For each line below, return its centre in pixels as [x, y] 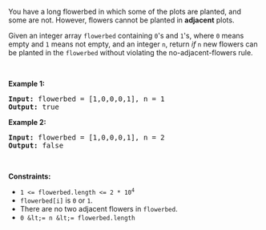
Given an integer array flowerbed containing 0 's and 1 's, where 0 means [126, 36]
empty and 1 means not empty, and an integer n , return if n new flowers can [133, 44]
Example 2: [27, 122]
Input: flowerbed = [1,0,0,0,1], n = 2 [87, 137]
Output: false [36, 145]
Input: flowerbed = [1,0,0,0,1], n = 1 [87, 99]
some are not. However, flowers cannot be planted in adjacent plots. [121, 20]
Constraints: [30, 176]
